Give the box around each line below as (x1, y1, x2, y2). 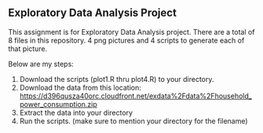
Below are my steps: (8, 59, 75, 68)
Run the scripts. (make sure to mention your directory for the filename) (19, 116, 249, 125)
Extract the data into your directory (19, 108, 133, 117)
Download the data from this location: (19, 83, 141, 92)
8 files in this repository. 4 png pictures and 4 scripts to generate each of (8, 35, 245, 45)
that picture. (8, 43, 48, 54)
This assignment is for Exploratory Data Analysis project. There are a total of (8, 27, 255, 36)
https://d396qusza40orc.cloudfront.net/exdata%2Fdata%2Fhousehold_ (19, 91, 253, 101)
